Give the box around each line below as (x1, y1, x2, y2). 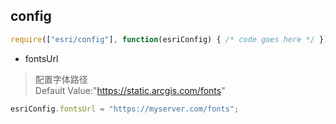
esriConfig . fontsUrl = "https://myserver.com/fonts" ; (10, 104, 240, 114)
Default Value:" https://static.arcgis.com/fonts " (34, 84, 226, 96)
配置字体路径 (34, 73, 88, 85)
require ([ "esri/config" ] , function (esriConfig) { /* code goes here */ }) (10, 34, 329, 44)
